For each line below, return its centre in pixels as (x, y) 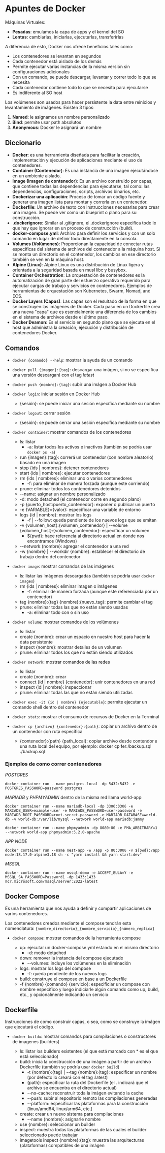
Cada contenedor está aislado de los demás (57, 61)
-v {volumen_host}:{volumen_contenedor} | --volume (74, 525)
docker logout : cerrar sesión (41, 413)
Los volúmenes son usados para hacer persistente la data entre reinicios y (81, 102)
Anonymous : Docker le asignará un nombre (57, 127)
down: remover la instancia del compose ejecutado (71, 958)
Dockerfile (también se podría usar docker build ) (69, 1067)
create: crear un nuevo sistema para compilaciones (72, 1114)
